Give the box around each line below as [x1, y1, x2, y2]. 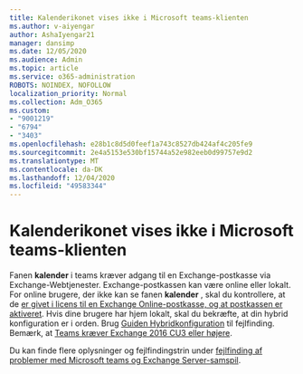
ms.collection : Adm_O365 [9, 97, 103, 107]
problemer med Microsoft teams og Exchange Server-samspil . [9, 355, 241, 366]
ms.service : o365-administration [9, 72, 136, 82]
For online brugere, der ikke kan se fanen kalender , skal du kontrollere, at [9, 289, 286, 300]
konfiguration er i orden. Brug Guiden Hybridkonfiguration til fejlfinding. [9, 318, 275, 329]
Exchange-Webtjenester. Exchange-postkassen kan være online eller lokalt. [9, 280, 291, 291]
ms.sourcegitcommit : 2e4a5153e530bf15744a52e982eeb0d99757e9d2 [9, 148, 253, 157]
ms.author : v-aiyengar [9, 22, 95, 31]
